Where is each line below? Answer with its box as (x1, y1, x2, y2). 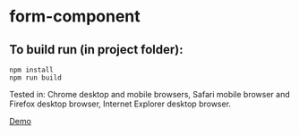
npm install (9, 65, 54, 74)
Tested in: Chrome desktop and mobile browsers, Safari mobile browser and (9, 89, 291, 99)
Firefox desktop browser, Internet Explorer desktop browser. (9, 98, 231, 109)
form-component (9, 6, 141, 27)
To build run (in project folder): (9, 42, 184, 57)
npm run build (9, 73, 63, 82)
